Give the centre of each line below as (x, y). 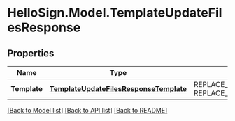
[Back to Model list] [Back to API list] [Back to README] (87, 110)
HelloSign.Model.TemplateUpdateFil (115, 13)
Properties (31, 53)
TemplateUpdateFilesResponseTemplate (118, 89)
